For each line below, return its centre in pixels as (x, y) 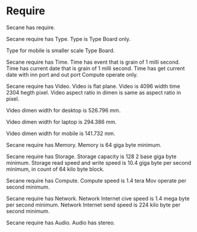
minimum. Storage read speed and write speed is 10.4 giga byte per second (99, 162)
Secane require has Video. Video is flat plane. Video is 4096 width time (93, 86)
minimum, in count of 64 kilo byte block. (55, 169)
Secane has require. (31, 27)
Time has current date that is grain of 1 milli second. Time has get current (96, 68)
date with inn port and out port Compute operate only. (72, 74)
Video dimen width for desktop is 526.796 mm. (63, 110)
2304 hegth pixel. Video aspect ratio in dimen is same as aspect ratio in (94, 92)
